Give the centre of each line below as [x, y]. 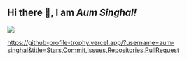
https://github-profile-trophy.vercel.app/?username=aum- [91, 42]
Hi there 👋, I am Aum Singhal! [72, 13]
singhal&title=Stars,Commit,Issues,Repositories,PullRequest [93, 50]
